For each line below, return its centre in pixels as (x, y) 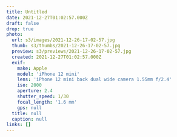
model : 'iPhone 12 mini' (48, 74)
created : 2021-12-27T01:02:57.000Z (57, 57)
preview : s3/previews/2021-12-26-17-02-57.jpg (72, 52)
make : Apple (32, 68)
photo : (15, 35)
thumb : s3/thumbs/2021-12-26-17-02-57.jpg (66, 46)
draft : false (23, 23)
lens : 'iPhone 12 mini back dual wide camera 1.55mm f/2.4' (95, 79)
